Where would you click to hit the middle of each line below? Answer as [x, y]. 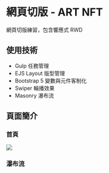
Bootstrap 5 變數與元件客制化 [51, 80]
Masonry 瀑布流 [34, 95]
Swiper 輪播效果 [35, 88]
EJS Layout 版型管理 [40, 73]
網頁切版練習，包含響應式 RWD [44, 30]
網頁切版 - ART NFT [54, 12]
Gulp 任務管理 [32, 65]
